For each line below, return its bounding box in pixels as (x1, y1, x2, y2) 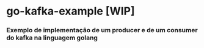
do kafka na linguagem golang (6, 33, 98, 42)
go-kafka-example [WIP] (6, 4, 136, 18)
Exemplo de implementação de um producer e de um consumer (6, 26, 198, 35)
